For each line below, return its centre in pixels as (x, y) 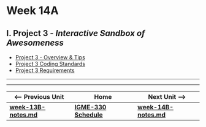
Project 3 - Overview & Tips (50, 57)
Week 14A (32, 11)
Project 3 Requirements (45, 70)
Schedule (89, 115)
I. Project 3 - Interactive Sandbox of (76, 33)
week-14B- (155, 107)
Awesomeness (35, 42)
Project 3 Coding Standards (50, 64)
